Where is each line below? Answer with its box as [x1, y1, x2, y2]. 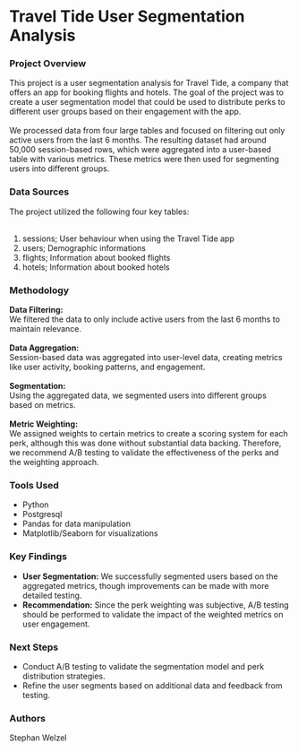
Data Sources [9, 186, 70, 198]
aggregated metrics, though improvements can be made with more [21, 580, 269, 591]
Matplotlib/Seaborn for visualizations [21, 528, 158, 539]
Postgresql [21, 509, 63, 520]
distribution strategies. [21, 670, 106, 681]
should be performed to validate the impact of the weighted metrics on [21, 609, 284, 619]
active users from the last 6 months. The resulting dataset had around [9, 134, 267, 145]
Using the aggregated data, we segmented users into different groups [9, 390, 267, 401]
